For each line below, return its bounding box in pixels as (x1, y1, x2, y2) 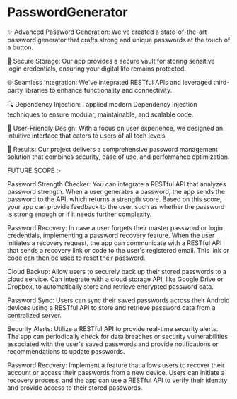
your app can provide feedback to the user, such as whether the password (7, 202, 225, 210)
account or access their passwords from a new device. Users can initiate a (7, 368, 225, 376)
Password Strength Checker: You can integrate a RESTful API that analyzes (7, 179, 226, 188)
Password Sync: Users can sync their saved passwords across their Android (7, 296, 230, 304)
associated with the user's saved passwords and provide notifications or (7, 340, 219, 348)
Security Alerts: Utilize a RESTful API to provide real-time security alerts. (7, 324, 219, 333)
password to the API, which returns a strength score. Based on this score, (7, 195, 222, 203)
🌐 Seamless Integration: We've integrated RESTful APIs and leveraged (7, 78, 212, 86)
